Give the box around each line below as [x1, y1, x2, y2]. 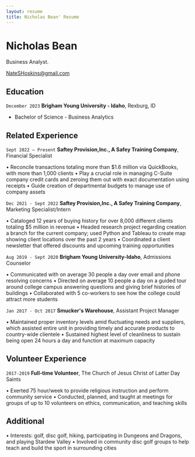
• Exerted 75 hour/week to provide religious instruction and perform [6, 387, 169, 394]
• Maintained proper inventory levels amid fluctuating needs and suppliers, [6, 318, 186, 326]
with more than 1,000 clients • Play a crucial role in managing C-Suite [6, 170, 173, 177]
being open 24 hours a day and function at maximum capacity [6, 337, 155, 344]
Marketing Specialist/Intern [6, 206, 71, 213]
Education [6, 86, 44, 96]
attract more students [6, 296, 58, 303]
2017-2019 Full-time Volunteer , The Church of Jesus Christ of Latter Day [6, 369, 180, 376]
